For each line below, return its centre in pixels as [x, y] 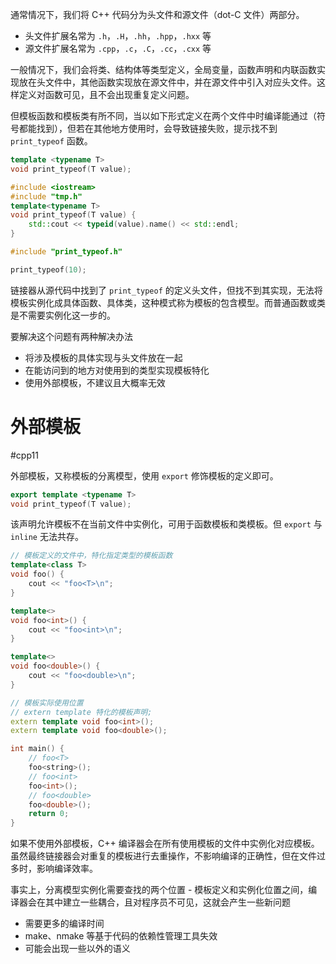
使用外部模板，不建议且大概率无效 [95, 382]
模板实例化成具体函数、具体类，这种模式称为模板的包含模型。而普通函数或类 [168, 302]
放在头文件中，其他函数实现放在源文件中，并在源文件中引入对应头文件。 [167, 82]
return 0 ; [49, 814]
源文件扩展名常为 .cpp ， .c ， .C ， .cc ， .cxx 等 [118, 48]
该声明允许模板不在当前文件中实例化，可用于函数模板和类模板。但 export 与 [166, 524]
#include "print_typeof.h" [66, 252]
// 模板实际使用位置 [47, 703]
